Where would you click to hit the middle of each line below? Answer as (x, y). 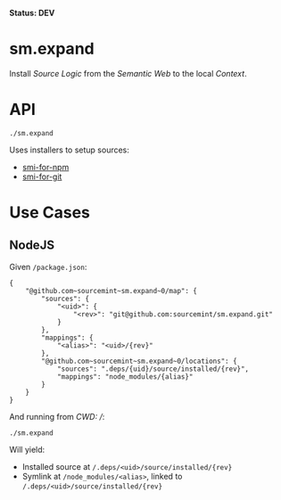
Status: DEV (32, 13)
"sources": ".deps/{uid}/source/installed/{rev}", (153, 369)
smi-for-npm (45, 167)
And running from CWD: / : (57, 416)
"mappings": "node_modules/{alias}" (125, 377)
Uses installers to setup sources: (69, 150)
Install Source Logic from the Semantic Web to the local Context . (128, 73)
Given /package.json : (48, 266)
